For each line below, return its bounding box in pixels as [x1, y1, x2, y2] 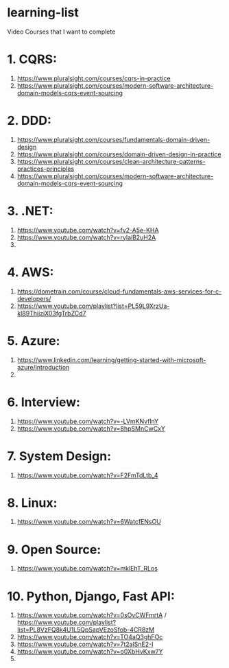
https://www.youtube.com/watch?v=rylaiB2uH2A [16, 233, 156, 241]
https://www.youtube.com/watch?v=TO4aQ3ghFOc [16, 633, 163, 641]
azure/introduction [16, 363, 70, 371]
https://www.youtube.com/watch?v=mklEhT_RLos [16, 564, 158, 573]
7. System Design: [7, 448, 112, 464]
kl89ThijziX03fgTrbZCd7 [16, 309, 86, 317]
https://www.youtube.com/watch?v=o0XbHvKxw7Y [16, 647, 163, 656]
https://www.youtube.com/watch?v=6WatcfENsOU [16, 518, 161, 526]
